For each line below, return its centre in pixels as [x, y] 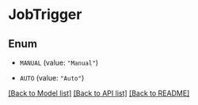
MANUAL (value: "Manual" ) [59, 62]
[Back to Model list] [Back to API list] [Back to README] [99, 93]
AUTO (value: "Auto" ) [52, 78]
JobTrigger [45, 15]
